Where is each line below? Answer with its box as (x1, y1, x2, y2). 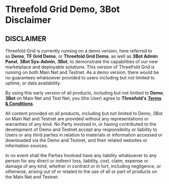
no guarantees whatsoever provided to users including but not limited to (5, 75, 155, 80)
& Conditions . (5, 101, 34, 107)
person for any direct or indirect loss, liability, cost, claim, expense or (5, 158, 149, 164)
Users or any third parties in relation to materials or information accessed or (5, 132, 163, 137)
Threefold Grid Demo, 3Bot (5, 4, 120, 15)
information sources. (5, 143, 48, 149)
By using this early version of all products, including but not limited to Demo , (5, 90, 164, 96)
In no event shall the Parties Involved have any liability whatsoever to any (5, 153, 157, 158)
